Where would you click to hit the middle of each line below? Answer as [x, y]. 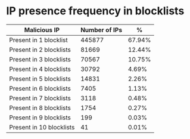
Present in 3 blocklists [40, 59]
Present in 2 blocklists [40, 50]
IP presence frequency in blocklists [95, 11]
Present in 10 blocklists [42, 127]
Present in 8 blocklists [40, 107]
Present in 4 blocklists [40, 69]
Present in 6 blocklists [40, 88]
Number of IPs [101, 30]
